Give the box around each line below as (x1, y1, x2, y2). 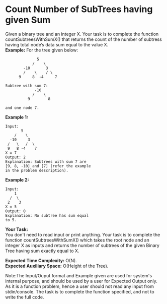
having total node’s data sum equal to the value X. (5, 41, 109, 47)
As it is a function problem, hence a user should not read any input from (5, 283, 154, 289)
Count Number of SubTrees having (5, 4, 153, 15)
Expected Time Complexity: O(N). (5, 257, 77, 263)
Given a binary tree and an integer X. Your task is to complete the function (5, 31, 159, 37)
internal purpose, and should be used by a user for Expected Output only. (5, 278, 157, 284)
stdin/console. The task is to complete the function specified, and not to (5, 288, 154, 294)
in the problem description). (5, 168, 69, 173)
